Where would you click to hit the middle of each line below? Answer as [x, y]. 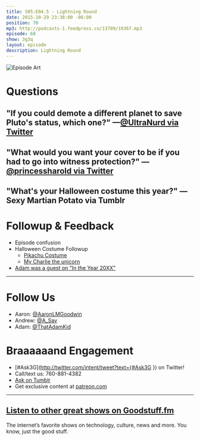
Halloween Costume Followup [51, 249]
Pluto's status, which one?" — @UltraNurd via [93, 123]
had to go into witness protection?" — [78, 162]
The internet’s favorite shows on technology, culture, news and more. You [96, 425]
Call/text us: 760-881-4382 [48, 374]
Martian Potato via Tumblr [76, 201]
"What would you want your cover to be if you [93, 152]
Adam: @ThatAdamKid [43, 327]
